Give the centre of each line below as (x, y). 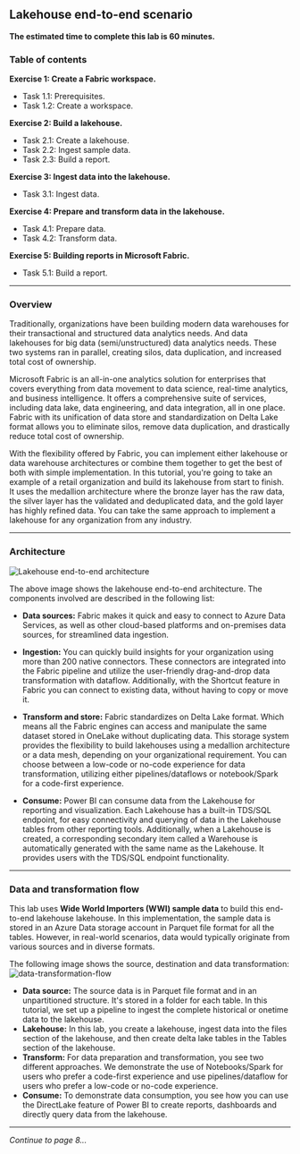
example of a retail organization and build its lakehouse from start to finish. (146, 482)
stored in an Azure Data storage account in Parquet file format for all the (142, 928)
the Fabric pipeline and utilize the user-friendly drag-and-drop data (146, 671)
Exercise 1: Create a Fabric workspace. (83, 79)
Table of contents (48, 59)
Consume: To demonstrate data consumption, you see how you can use (155, 1095)
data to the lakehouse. (63, 1019)
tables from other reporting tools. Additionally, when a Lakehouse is (146, 829)
